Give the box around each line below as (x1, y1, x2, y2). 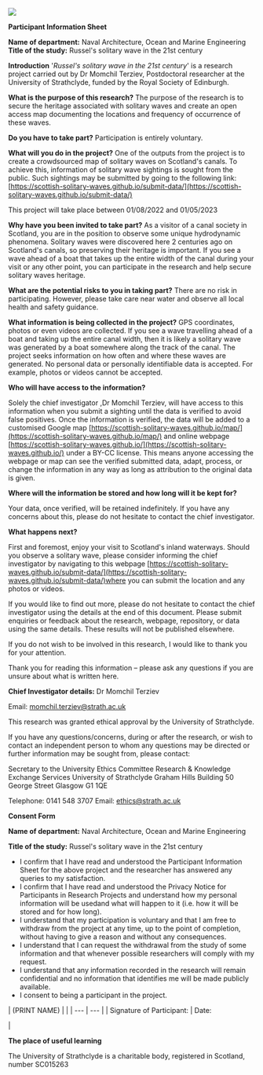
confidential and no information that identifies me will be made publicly (19, 974, 250, 983)
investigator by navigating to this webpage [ (8, 559, 151, 569)
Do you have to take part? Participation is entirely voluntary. (8, 133, 203, 142)
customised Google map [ (8, 423, 92, 432)
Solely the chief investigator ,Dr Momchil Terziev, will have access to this (8, 398, 243, 408)
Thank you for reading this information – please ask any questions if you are (8, 664, 254, 672)
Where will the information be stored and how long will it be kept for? (8, 488, 237, 498)
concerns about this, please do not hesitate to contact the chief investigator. (8, 512, 255, 521)
